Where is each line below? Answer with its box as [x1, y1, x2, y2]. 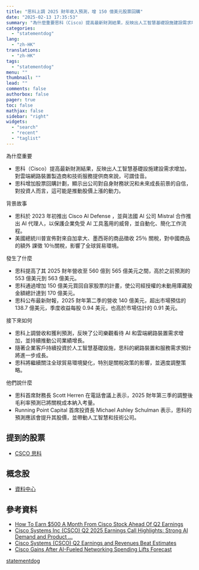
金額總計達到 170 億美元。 [14, 289, 78, 296]
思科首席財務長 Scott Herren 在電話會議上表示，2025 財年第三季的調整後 [14, 392, 193, 399]
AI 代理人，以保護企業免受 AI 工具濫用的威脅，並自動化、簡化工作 [21, 220, 182, 227]
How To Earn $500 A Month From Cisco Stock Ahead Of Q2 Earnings [14, 521, 184, 528]
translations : [6, 47, 41, 53]
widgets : [6, 119, 28, 125]
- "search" [11, 124, 38, 130]
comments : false [6, 86, 46, 92]
